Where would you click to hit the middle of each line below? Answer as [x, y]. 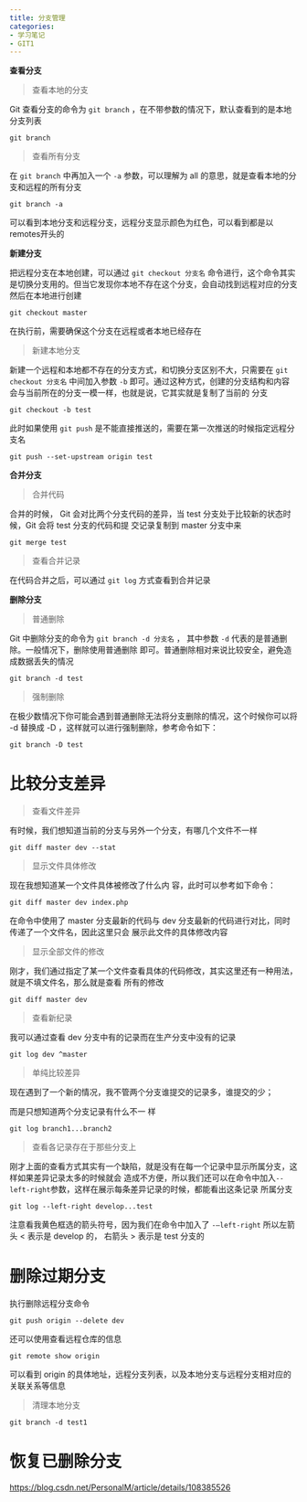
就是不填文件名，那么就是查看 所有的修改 [87, 983]
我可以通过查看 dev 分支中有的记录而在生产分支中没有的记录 [123, 1038]
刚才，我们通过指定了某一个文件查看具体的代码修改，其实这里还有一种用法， [153, 971]
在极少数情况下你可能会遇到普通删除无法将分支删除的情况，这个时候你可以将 [153, 716]
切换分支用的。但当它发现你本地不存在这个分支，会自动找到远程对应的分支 [157, 284]
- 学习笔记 [27, 35]
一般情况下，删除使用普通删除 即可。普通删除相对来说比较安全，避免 [154, 650]
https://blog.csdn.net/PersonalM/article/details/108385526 [120, 1487]
